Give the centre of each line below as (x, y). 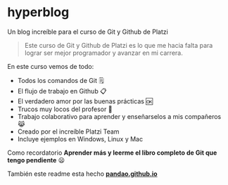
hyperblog (38, 12)
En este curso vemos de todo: (51, 66)
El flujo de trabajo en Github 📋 (62, 91)
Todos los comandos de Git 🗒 (61, 80)
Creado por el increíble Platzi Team (68, 132)
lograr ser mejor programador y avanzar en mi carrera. (103, 53)
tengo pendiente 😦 (36, 160)
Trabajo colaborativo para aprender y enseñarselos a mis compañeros (119, 116)
